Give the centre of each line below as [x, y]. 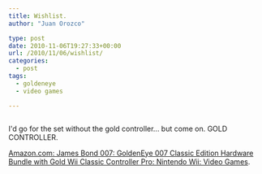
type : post [27, 38]
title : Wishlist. [38, 16]
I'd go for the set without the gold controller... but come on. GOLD [118, 128]
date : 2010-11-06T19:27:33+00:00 [65, 46]
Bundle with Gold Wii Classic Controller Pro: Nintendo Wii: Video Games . [129, 161]
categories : [28, 61]
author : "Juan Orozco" [47, 24]
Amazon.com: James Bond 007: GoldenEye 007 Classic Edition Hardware [131, 153]
